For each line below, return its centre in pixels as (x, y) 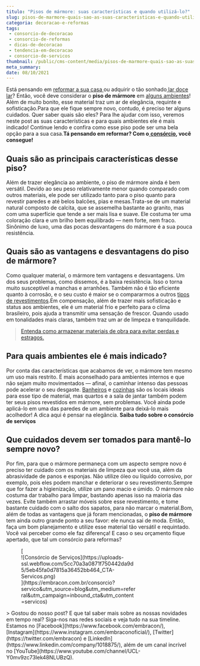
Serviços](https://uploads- (91, 557)
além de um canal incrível (155, 645)
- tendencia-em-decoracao (41, 51)
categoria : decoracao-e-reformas (48, 23)
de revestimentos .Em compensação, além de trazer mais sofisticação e (94, 301)
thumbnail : (20, 61)
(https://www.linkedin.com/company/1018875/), (64, 645)
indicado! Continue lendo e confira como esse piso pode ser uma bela (92, 127)
